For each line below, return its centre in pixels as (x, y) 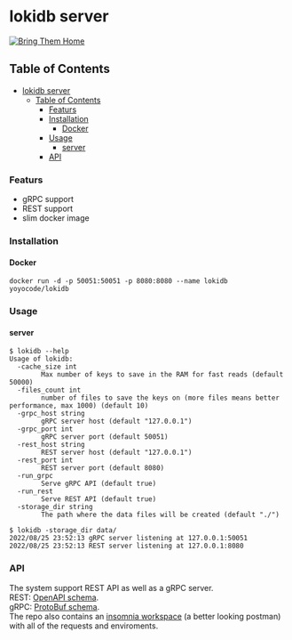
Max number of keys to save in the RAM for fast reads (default (162, 375)
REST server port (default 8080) (103, 468)
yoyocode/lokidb (39, 289)
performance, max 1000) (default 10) (79, 406)
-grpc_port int (45, 429)
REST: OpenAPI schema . (54, 597)
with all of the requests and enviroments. (84, 626)
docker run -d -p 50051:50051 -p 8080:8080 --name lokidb (118, 281)
